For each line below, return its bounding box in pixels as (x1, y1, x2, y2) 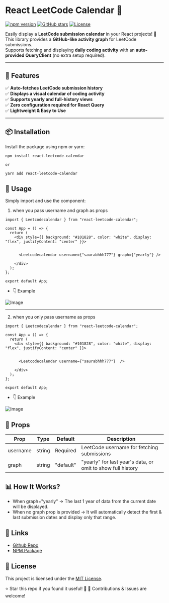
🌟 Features (5, 71, 40, 80)
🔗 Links (5, 529, 29, 537)
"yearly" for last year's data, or (81, 458, 154, 465)
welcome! (5, 592, 26, 598)
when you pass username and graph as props (12, 208, 108, 214)
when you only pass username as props (12, 314, 96, 320)
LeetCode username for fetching (81, 444, 158, 451)
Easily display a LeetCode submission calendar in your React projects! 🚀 (5, 31, 157, 37)
